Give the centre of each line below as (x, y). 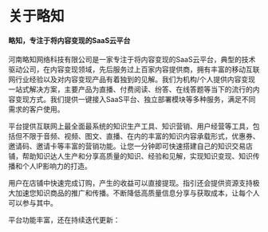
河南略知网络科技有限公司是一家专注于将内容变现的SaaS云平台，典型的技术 (132, 60)
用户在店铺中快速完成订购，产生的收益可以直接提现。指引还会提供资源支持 (130, 183)
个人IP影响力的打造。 (57, 166)
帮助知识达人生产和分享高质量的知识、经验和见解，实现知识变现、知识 (137, 156)
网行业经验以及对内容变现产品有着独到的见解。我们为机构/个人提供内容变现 (132, 80)
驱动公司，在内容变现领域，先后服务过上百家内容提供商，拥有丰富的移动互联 (134, 69)
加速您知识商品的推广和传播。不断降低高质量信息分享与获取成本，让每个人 (137, 193)
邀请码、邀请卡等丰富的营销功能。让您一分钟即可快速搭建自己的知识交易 (127, 146)
